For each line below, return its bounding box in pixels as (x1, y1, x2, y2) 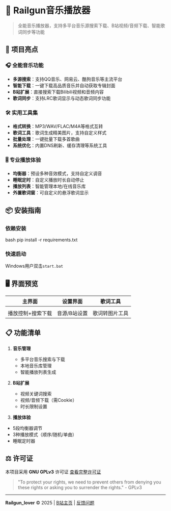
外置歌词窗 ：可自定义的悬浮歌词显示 (12, 190, 89, 196)
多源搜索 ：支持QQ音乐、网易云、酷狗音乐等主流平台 (12, 76, 123, 82)
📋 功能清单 (5, 328, 41, 337)
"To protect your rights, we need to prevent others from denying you (17, 479, 161, 485)
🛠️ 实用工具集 (5, 109, 38, 116)
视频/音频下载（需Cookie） (20, 397, 77, 403)
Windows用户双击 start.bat (5, 263, 64, 269)
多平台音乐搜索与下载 (20, 356, 65, 362)
